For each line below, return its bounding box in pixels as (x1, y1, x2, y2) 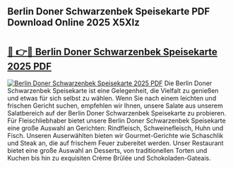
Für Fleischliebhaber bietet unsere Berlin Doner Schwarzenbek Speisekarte (7, 116, 226, 125)
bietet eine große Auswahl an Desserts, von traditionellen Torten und (7, 146, 208, 154)
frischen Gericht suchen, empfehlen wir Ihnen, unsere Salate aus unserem (7, 101, 224, 110)
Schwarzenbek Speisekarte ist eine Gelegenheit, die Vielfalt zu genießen (7, 87, 219, 94)
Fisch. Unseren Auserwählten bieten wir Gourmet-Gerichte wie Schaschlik (7, 132, 224, 139)
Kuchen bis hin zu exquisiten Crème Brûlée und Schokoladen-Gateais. (7, 154, 212, 162)
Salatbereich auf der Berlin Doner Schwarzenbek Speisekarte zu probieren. (7, 109, 227, 117)
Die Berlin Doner (164, 79, 213, 87)
